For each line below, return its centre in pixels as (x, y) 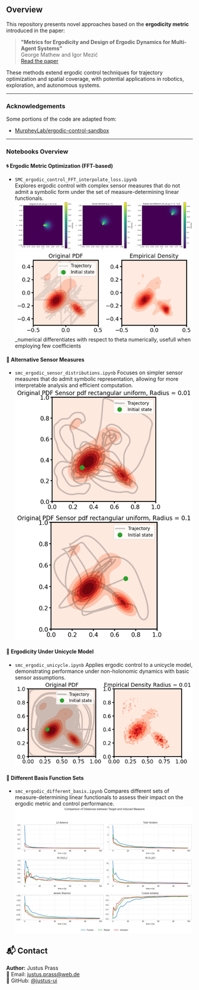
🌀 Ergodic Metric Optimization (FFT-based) (60, 165)
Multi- (179, 42)
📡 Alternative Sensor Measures (45, 359)
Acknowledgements (36, 106)
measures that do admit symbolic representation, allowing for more (97, 379)
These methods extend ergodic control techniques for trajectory (84, 72)
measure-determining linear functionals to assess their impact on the (99, 797)
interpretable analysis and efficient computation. (74, 386)
